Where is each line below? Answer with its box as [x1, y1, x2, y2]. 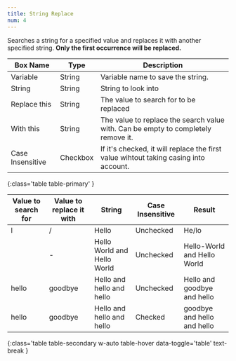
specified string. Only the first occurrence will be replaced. [7, 43, 182, 52]
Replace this [11, 99, 51, 109]
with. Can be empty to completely [100, 123, 212, 133]
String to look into [100, 83, 159, 93]
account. [100, 161, 130, 171]
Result [193, 205, 216, 214]
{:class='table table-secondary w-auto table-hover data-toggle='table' [7, 339, 212, 347]
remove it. [100, 132, 133, 142]
